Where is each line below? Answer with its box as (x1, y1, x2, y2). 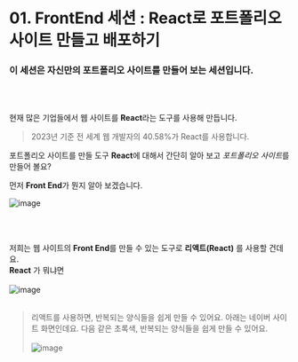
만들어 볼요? (9, 161, 52, 172)
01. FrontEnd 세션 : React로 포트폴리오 (9, 8, 282, 28)
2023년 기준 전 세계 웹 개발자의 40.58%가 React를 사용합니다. (30, 131, 250, 142)
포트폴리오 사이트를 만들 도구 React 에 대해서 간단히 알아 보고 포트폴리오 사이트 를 (9, 150, 290, 161)
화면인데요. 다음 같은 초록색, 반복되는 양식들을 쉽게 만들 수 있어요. (40, 323, 269, 334)
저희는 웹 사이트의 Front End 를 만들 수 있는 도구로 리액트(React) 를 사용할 (9, 243, 268, 254)
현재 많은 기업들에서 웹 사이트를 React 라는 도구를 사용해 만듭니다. (9, 113, 238, 123)
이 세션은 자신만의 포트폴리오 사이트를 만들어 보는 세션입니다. (9, 64, 254, 76)
